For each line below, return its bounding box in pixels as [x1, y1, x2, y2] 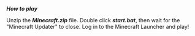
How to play [6, 5, 38, 12]
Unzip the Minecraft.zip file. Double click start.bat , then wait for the [6, 17, 180, 23]
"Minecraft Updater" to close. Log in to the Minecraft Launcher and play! [6, 23, 189, 30]
